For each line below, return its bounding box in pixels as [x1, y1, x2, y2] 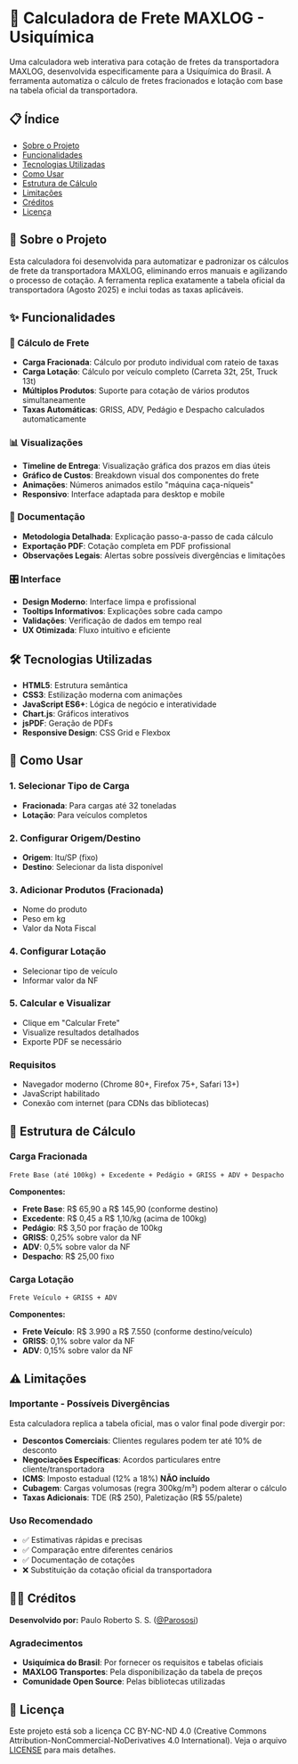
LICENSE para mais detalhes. [9, 1744, 117, 1755]
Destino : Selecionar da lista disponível [21, 861, 164, 872]
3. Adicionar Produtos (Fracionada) [9, 883, 165, 896]
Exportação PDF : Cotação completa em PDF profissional [21, 540, 231, 551]
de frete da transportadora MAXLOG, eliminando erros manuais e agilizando [9, 265, 287, 275]
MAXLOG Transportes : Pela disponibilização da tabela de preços [21, 1667, 262, 1678]
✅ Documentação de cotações [21, 1555, 135, 1565]
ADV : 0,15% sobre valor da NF [21, 1345, 133, 1356]
